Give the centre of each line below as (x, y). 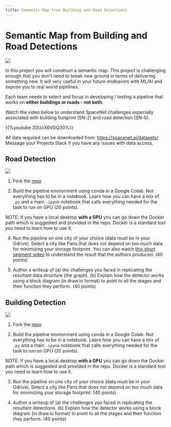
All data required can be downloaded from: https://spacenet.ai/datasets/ (82, 137)
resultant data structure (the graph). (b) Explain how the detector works (88, 275)
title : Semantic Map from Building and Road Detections (66, 10)
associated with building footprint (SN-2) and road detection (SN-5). (78, 117)
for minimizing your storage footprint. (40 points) (64, 393)
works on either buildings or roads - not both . (54, 102)
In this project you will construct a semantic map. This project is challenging (85, 70)
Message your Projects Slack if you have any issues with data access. (79, 143)
